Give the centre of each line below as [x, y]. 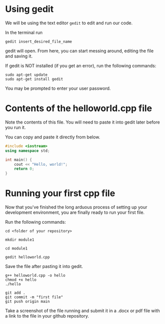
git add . [15, 293]
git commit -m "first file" [34, 297]
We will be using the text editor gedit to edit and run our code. [69, 23]
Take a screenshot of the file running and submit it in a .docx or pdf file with [82, 311]
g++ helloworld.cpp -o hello [35, 276]
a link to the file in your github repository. [47, 316]
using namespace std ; [28, 151]
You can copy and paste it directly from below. [53, 137]
